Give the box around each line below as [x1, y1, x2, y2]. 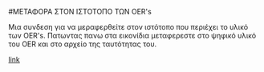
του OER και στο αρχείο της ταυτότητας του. [8, 39, 157, 49]
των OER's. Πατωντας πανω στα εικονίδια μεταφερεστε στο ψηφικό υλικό [8, 31, 257, 40]
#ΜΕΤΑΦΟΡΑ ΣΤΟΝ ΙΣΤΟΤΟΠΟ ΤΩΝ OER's [8, 7, 152, 16]
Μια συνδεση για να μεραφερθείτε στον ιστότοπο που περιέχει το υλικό [8, 22, 249, 31]
